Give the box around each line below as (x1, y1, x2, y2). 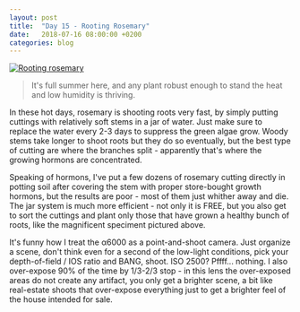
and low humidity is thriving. (30, 90, 136, 100)
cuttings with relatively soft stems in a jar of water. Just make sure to (9, 117, 262, 127)
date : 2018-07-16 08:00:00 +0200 (9, 30, 142, 39)
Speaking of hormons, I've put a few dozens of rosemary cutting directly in (9, 172, 286, 183)
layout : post (9, 13, 58, 22)
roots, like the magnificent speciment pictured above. (9, 220, 206, 230)
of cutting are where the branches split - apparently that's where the (9, 145, 262, 156)
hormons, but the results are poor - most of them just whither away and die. (9, 191, 289, 202)
